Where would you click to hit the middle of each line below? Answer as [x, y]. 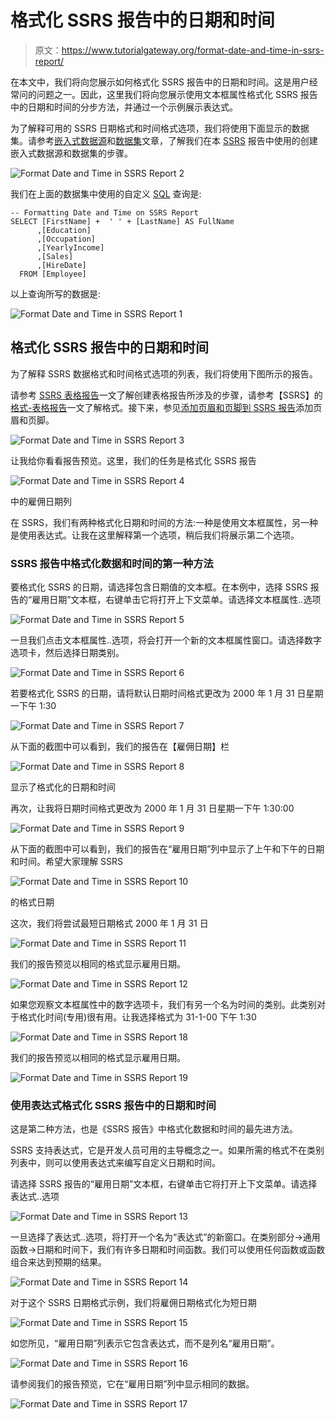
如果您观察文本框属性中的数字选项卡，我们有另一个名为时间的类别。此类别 [163, 1005]
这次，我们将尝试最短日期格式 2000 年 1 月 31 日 [109, 923]
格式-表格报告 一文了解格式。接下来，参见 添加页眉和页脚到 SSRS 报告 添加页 [166, 407]
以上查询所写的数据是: [56, 293]
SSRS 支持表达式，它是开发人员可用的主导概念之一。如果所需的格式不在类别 [167, 1150]
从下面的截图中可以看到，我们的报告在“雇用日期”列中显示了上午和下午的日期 [167, 849]
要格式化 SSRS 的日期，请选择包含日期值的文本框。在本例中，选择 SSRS [159, 587]
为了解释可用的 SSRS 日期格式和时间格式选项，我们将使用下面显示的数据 [160, 128]
